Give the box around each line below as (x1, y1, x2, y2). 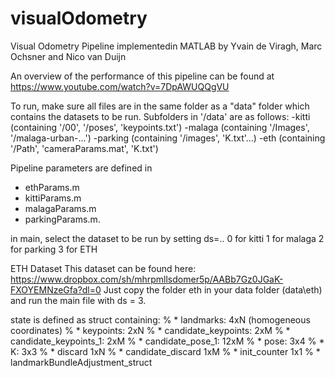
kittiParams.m (24, 192, 82, 204)
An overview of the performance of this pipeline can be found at (10, 70, 275, 82)
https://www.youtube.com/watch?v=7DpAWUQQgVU (10, 80, 230, 92)
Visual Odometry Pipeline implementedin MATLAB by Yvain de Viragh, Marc (10, 40, 323, 52)
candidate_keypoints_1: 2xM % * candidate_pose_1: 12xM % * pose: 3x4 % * (10, 335, 325, 347)
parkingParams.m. (24, 213, 101, 225)
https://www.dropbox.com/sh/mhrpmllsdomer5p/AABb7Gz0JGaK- (10, 273, 284, 285)
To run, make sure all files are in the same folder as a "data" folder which (10, 100, 310, 112)
